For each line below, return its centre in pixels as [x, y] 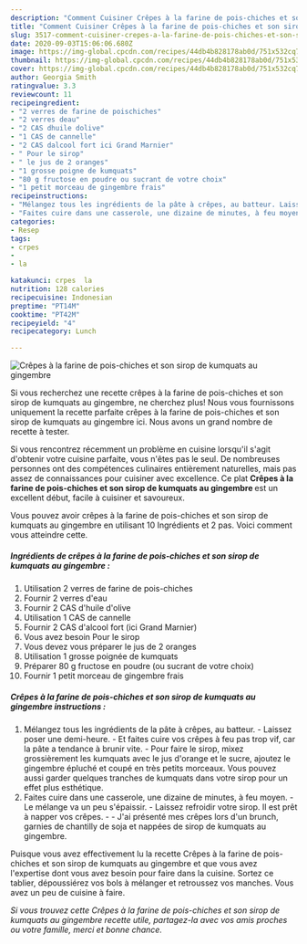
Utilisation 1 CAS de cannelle [77, 618]
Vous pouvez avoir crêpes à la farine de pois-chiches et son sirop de [139, 516]
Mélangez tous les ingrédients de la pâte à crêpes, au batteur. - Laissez [158, 729]
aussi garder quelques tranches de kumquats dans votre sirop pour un [155, 778]
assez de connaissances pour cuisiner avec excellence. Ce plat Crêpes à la [152, 478]
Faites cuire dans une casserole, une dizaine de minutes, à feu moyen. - [159, 797]
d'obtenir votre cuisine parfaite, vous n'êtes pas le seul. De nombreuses [145, 459]
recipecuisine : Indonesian [61, 298]
